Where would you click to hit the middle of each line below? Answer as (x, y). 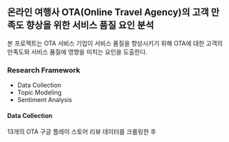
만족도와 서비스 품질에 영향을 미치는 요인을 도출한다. (77, 52)
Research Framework (44, 70)
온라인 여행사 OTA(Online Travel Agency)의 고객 (108, 12)
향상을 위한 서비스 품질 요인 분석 (90, 25)
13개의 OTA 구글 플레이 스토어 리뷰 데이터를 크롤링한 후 (82, 132)
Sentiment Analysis (45, 100)
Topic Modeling (39, 92)
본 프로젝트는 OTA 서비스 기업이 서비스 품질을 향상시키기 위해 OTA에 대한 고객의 (115, 43)
